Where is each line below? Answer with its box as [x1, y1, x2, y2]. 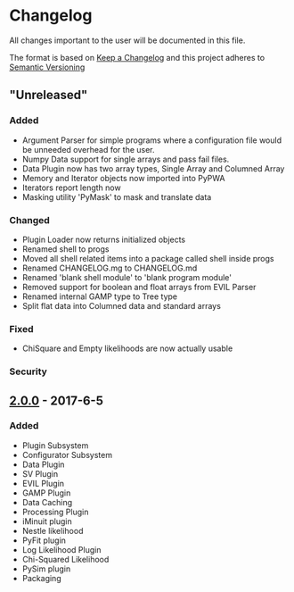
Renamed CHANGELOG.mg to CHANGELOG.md [21, 263, 198, 273]
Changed [9, 213, 51, 226]
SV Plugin [21, 468, 59, 479]
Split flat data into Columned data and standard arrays [21, 300, 221, 311]
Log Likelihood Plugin [21, 544, 102, 554]
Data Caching [21, 496, 73, 507]
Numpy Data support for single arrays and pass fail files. [21, 154, 230, 164]
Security [9, 365, 47, 378]
